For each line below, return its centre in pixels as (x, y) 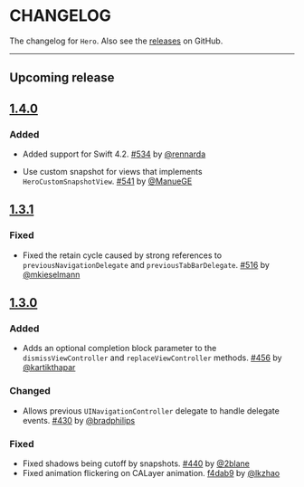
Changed (30, 391)
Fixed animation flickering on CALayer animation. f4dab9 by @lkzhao (151, 473)
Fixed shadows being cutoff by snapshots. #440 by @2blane (136, 463)
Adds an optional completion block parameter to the (119, 349)
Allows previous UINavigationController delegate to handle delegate (151, 411)
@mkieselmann (51, 274)
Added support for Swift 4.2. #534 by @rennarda (114, 154)
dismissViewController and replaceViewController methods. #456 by (152, 358)
